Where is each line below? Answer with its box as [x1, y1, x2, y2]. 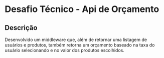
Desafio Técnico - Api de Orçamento [5, 3, 159, 15]
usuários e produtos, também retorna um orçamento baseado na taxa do [5, 42, 155, 48]
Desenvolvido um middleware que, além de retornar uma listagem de [5, 36, 147, 42]
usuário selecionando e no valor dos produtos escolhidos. [5, 47, 125, 53]
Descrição [5, 23, 38, 32]
